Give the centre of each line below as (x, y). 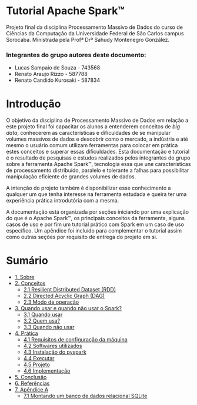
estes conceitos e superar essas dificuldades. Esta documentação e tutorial (98, 152)
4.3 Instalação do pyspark (55, 352)
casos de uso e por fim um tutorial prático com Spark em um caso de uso (95, 224)
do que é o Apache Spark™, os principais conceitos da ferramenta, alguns (96, 218)
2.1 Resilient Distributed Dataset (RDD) (70, 290)
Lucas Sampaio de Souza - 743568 (57, 68)
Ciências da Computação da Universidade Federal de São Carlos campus (95, 33)
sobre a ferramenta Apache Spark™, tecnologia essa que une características (98, 164)
